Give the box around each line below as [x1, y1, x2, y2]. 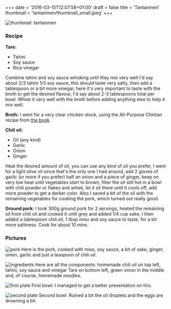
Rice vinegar [12, 65, 39, 71]
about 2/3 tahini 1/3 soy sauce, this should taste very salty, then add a [5, 80, 153, 86]
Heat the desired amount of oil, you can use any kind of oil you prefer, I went [5, 163, 166, 169]
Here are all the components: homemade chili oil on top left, [35, 262, 161, 268]
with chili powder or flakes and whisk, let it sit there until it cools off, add [5, 185, 157, 191]
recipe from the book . [5, 117, 51, 123]
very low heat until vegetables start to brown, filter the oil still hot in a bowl [5, 179, 162, 185]
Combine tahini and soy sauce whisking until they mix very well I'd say [5, 75, 153, 81]
